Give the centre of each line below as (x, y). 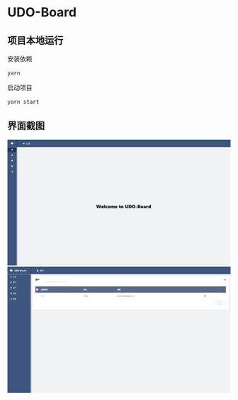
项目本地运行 (35, 40)
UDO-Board (42, 12)
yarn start (23, 102)
